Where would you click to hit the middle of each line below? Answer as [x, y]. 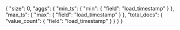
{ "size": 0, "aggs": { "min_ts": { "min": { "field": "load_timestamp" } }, [90, 9]
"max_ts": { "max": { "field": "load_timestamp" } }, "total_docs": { [84, 15]
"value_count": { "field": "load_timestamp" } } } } [64, 21]
